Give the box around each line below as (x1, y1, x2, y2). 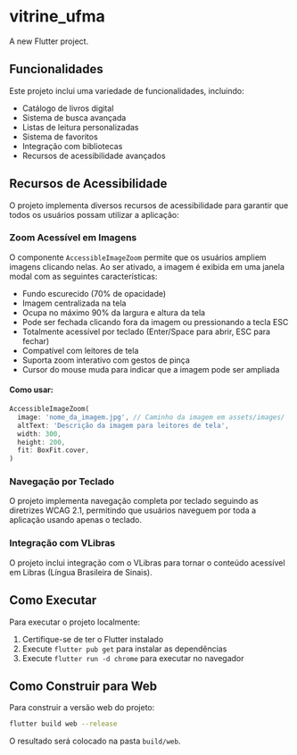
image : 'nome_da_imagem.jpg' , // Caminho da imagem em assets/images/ (17, 413, 285, 422)
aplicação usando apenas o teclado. (9, 515, 143, 525)
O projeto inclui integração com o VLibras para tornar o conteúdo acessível (9, 557, 285, 568)
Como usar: (9, 384, 54, 395)
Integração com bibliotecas (21, 140, 123, 151)
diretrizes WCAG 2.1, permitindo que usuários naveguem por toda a (9, 505, 257, 516)
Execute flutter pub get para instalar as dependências (21, 643, 227, 654)
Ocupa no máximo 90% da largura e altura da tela (21, 306, 206, 318)
